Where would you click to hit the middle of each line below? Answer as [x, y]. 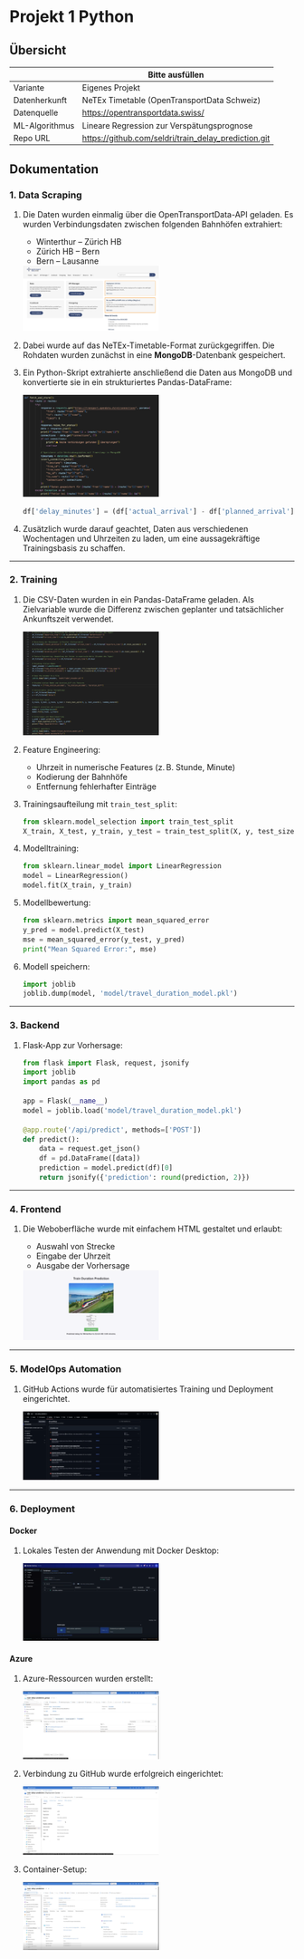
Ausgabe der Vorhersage [83, 1266]
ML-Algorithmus [44, 125]
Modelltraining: [51, 848]
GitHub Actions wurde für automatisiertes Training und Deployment [148, 1389]
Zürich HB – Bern [68, 251]
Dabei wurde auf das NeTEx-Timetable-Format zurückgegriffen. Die [148, 345]
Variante [29, 87]
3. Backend [35, 1026]
